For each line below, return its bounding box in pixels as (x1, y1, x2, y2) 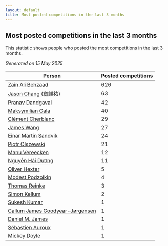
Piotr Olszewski (8, 140, 45, 148)
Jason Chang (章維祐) (8, 90, 61, 97)
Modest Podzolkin (8, 174, 51, 181)
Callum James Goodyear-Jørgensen (8, 207, 96, 214)
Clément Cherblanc (8, 116, 55, 123)
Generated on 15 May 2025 (5, 60, 63, 67)
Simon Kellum (8, 191, 41, 198)
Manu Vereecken (8, 149, 49, 156)
